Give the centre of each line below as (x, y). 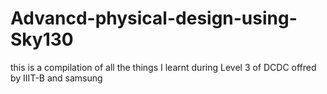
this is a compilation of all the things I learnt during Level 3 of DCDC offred (163, 67)
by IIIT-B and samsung (56, 78)
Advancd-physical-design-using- (154, 18)
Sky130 (42, 39)
